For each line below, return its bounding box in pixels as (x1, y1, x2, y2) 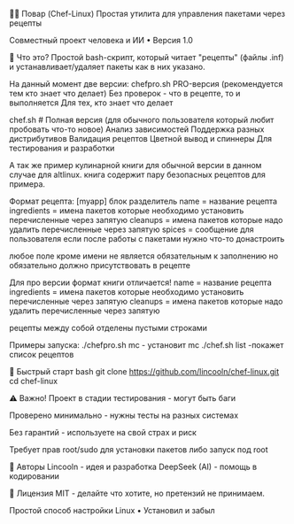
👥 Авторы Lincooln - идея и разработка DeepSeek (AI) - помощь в (9, 461, 258, 472)
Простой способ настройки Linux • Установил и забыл (9, 505, 215, 515)
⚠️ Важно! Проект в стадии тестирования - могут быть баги (9, 393, 236, 403)
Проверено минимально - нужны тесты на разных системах (9, 410, 239, 420)
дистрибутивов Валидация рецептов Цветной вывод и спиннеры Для (9, 134, 273, 143)
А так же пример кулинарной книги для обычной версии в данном (9, 160, 262, 170)
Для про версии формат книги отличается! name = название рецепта (9, 277, 272, 288)
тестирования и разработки (9, 143, 115, 153)
